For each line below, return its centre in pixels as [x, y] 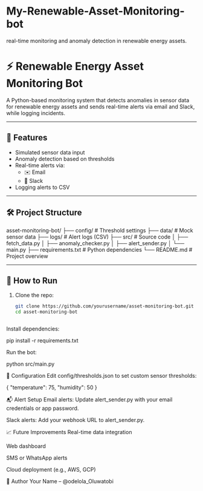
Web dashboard [26, 446]
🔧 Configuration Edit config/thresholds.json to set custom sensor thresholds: [101, 376]
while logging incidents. [36, 113]
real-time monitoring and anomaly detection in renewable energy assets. [97, 41]
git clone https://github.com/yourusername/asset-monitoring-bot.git [105, 306]
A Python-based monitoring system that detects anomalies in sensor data [98, 100]
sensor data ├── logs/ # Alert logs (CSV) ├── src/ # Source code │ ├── [97, 237]
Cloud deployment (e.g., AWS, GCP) [51, 470]
